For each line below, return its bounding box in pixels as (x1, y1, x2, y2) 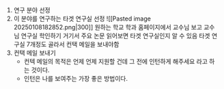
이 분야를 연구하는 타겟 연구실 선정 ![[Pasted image (13, 14, 152, 23)
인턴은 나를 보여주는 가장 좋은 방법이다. (23, 75, 128, 82)
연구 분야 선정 (13, 6, 51, 14)
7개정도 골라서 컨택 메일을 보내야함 (26, 40, 120, 48)
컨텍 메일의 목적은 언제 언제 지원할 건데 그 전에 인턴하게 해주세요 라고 (23, 58, 208, 65)
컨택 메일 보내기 (13, 49, 56, 57)
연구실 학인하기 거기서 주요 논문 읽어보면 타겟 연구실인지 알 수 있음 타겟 (20, 31, 210, 40)
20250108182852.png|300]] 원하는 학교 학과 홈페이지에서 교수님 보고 (13, 23, 203, 31)
